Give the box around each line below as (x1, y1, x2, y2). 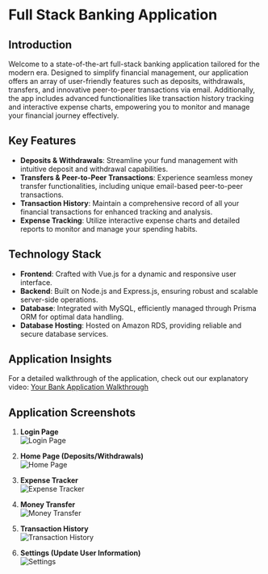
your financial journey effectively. (8, 111, 119, 120)
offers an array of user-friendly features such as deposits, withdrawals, (8, 77, 245, 86)
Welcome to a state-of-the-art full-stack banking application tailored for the (8, 59, 260, 69)
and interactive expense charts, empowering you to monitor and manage (8, 103, 250, 111)
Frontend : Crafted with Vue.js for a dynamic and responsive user (19, 269, 237, 279)
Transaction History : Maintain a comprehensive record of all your (19, 198, 240, 207)
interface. (19, 277, 52, 287)
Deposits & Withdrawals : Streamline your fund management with (19, 155, 238, 165)
